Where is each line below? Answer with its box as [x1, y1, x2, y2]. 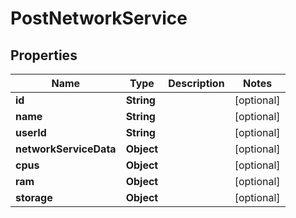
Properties [10, 47, 78, 64]
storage [15, 191, 53, 204]
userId [15, 126, 47, 139]
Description [168, 77, 225, 90]
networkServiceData [15, 142, 117, 156]
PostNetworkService [10, 7, 188, 30]
